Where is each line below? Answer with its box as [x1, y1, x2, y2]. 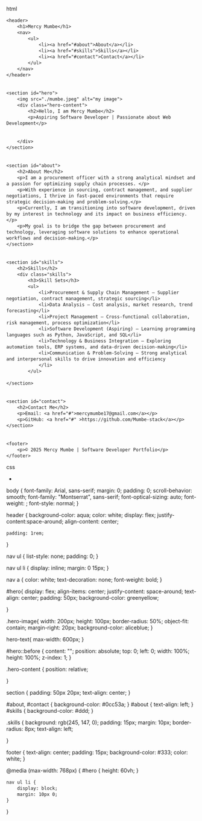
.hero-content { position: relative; [6, 666, 89, 673]
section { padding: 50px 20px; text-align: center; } [6, 689, 131, 696]
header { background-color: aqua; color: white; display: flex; [6, 511, 156, 519]
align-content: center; [65, 518, 119, 525]
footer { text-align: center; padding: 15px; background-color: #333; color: [6, 749, 188, 756]
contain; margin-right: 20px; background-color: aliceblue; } [6, 624, 153, 631]
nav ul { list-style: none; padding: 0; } [6, 553, 99, 560]
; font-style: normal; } [26, 500, 80, 507]
